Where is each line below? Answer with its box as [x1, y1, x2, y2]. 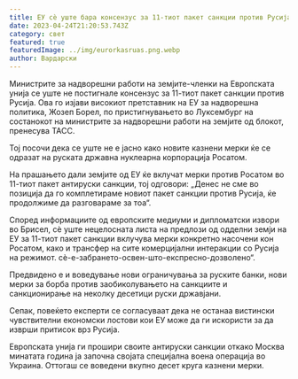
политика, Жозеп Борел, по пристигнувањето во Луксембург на [9, 107, 255, 117]
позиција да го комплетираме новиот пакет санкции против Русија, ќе [9, 188, 277, 198]
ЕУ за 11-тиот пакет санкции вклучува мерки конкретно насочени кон [9, 234, 274, 244]
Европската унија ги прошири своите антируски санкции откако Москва [9, 342, 286, 352]
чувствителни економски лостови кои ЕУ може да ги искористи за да [9, 315, 274, 325]
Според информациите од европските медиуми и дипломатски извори [9, 214, 279, 225]
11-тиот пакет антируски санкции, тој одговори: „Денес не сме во [9, 179, 259, 189]
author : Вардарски [9, 54, 77, 63]
